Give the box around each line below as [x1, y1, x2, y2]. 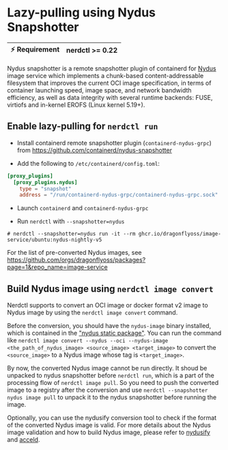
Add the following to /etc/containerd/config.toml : [16, 159, 160, 167]
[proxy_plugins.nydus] [13, 179, 78, 186]
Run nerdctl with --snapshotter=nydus [16, 217, 125, 225]
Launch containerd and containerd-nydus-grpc [16, 204, 149, 212]
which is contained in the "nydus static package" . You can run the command [7, 329, 222, 337]
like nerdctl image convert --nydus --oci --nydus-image [7, 336, 169, 345]
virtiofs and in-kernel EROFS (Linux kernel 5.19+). [7, 101, 145, 109]
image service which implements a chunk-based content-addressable [7, 71, 204, 79]
